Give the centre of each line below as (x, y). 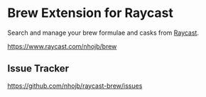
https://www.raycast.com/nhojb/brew (62, 46)
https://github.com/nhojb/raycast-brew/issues (75, 86)
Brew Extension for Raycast (91, 13)
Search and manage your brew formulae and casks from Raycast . (103, 33)
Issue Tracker (38, 69)
